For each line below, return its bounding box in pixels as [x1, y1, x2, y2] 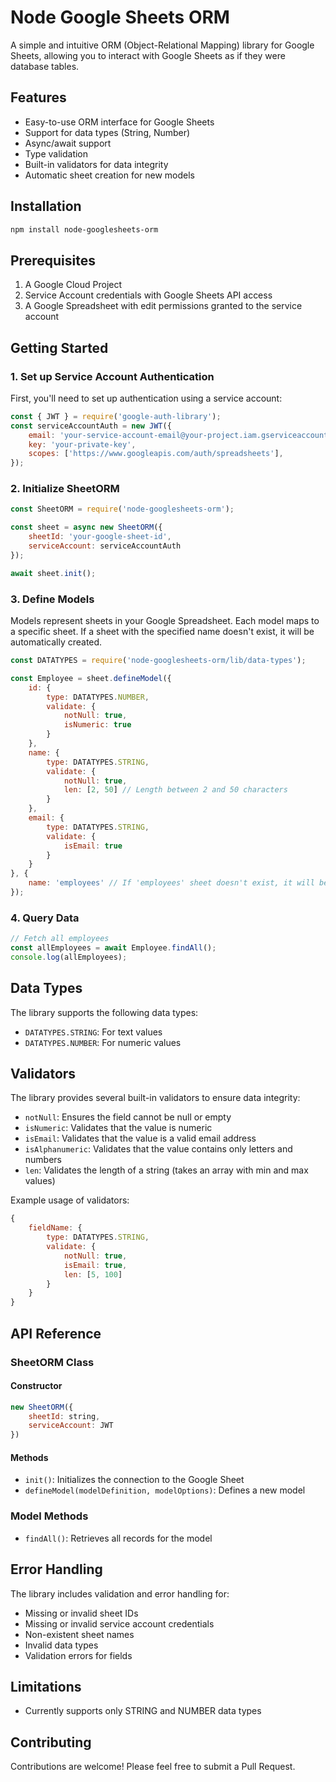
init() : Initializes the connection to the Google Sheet [24, 1474, 245, 1486]
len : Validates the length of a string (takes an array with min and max [24, 1164, 309, 1176]
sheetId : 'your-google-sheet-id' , [28, 532, 172, 542]
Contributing [10, 1734, 92, 1751]
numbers [24, 1154, 63, 1166]
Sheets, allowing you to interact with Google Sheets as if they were [10, 49, 286, 61]
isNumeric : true [63, 720, 132, 730]
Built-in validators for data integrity [24, 158, 169, 170]
